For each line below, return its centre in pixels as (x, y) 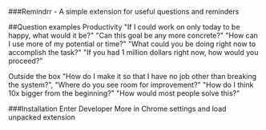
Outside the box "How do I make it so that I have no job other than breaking (133, 76)
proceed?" (26, 61)
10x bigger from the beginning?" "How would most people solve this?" (124, 93)
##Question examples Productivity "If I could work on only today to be (124, 27)
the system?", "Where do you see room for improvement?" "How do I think (131, 85)
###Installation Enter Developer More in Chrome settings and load (117, 108)
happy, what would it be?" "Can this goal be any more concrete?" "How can (133, 35)
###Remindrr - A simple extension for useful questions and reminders (124, 12)
